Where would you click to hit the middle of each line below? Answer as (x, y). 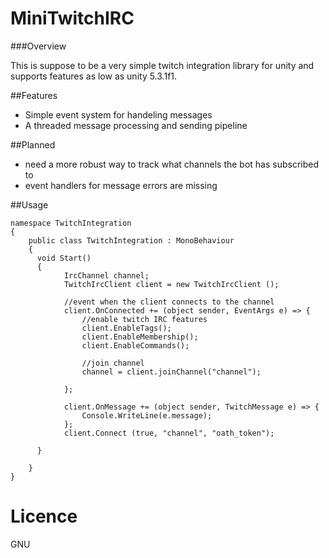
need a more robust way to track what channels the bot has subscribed (172, 164)
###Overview (38, 46)
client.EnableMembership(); (140, 337)
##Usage (29, 204)
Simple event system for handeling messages (118, 114)
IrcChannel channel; (106, 275)
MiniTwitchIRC (72, 18)
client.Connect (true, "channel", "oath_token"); (169, 433)
